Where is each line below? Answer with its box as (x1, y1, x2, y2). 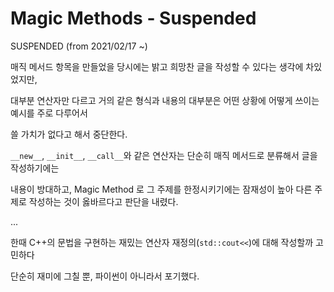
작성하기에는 (10, 162, 60, 174)
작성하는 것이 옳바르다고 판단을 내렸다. (28, 195, 179, 207)
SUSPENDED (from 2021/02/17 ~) (10, 40, 148, 52)
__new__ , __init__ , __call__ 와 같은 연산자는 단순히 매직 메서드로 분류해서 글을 (10, 149, 318, 161)
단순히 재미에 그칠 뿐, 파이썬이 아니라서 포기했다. (10, 270, 200, 282)
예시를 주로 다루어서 (10, 107, 88, 119)
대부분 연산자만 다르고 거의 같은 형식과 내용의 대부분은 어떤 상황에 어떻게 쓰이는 (10, 94, 320, 106)
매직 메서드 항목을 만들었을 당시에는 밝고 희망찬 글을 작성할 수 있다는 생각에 (10, 60, 304, 72)
